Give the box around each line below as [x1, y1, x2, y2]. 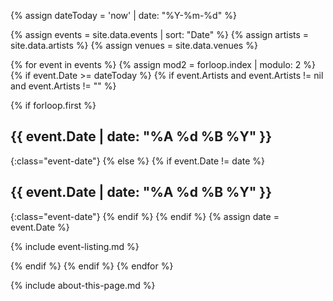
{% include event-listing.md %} [10, 240, 140, 252]
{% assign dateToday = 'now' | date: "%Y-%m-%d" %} [10, 10, 237, 21]
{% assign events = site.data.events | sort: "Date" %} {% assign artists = [10, 29, 310, 40]
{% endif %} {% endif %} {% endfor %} [10, 260, 174, 272]
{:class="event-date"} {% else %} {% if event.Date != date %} [10, 155, 265, 167]
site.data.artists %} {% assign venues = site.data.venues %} [10, 40, 258, 51]
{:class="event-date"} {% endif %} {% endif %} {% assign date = [10, 210, 280, 222]
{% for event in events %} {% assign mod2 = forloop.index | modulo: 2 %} [10, 59, 316, 70]
